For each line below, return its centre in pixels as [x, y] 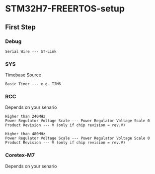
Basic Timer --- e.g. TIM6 [33, 84]
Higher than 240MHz [25, 117]
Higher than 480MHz [25, 134]
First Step [20, 27]
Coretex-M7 [20, 155]
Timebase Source [23, 75]
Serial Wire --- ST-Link [31, 51]
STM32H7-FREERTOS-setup [65, 9]
